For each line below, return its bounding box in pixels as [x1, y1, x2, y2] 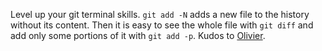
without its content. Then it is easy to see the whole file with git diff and [10, 19, 314, 31]
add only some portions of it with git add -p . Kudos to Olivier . [10, 30, 266, 41]
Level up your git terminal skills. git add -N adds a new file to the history [10, 9, 310, 20]
